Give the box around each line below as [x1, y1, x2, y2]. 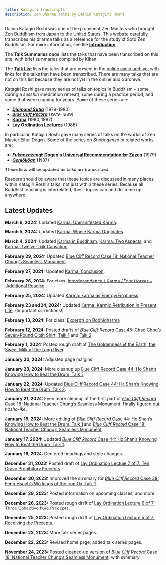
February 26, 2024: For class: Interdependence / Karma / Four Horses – [5, 278, 152, 284]
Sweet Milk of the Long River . [5, 347, 65, 353]
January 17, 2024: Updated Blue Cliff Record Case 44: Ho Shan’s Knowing [5, 436, 157, 442]
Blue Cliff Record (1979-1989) [12, 111, 74, 117]
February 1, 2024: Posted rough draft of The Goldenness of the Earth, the [5, 341, 156, 347]
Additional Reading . [6, 283, 46, 289]
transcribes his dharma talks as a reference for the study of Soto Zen [5, 36, 146, 42]
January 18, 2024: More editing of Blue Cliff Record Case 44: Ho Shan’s [5, 416, 152, 422]
